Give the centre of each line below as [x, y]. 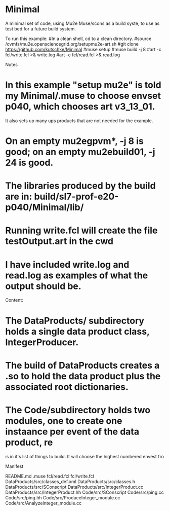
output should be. [44, 286]
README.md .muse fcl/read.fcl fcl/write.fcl [50, 476]
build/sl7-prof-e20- [76, 197]
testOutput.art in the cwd [59, 241]
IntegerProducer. [42, 342]
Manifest [14, 466]
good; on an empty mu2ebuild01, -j [80, 152]
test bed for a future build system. [41, 28]
